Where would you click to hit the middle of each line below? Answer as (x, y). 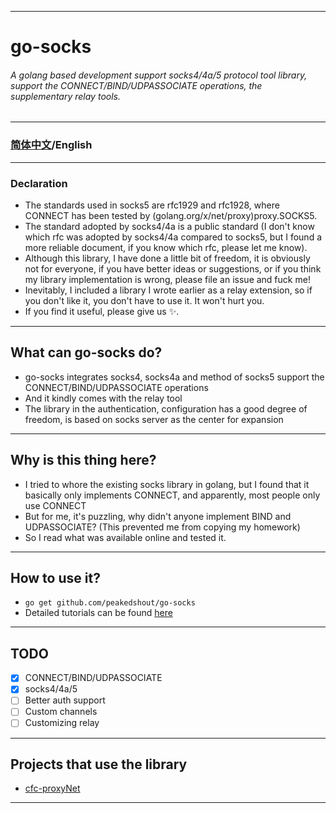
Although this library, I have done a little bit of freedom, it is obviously (167, 258)
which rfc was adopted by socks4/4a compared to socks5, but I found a (173, 237)
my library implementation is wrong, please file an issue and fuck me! (167, 279)
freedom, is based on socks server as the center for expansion (154, 419)
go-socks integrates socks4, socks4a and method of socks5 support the (174, 377)
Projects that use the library (99, 764)
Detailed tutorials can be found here (98, 613)
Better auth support (65, 700)
